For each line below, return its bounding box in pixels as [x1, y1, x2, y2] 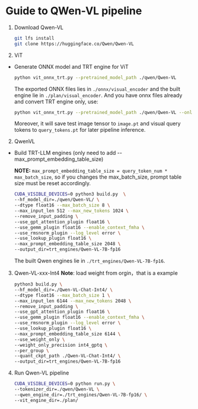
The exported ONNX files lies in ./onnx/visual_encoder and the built [14, 85, 181, 93]
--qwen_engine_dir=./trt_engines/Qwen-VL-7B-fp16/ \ [14, 392, 148, 398]
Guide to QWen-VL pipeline [5, 4, 142, 18]
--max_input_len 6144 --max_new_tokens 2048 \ [14, 298, 132, 304]
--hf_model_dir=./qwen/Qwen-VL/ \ [14, 197, 100, 203]
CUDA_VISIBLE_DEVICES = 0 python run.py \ [14, 381, 116, 387]
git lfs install [14, 35, 55, 41]
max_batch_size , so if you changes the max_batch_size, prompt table [14, 173, 182, 180]
